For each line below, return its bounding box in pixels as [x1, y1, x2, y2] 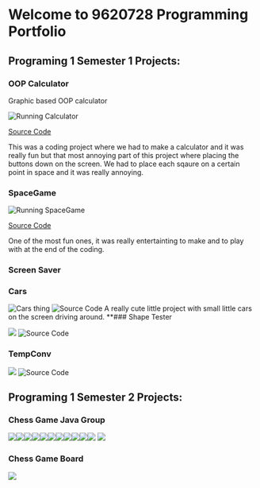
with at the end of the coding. [8, 245, 105, 254]
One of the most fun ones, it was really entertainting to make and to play [8, 236, 244, 246]
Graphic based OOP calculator [8, 95, 108, 105]
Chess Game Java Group [8, 415, 105, 425]
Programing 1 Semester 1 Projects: [8, 54, 181, 68]
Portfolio [8, 22, 67, 41]
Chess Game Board [8, 453, 84, 464]
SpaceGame [8, 187, 57, 198]
